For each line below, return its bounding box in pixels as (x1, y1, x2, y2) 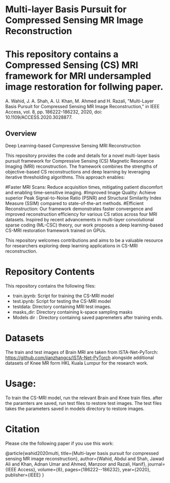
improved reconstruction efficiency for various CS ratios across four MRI (5, 211, 158, 217)
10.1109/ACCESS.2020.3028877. (5, 114, 73, 120)
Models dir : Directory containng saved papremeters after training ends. (12, 314, 163, 320)
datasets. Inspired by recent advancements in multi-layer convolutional (5, 216, 154, 222)
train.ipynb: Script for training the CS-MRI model (12, 292, 115, 299)
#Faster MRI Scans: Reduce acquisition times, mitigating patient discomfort (5, 184, 163, 190)
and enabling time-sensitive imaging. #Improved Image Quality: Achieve (5, 189, 156, 195)
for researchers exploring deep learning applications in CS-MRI (5, 242, 138, 248)
